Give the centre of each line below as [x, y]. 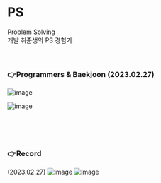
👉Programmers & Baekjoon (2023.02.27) [81, 74]
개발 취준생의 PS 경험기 [40, 40]
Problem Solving [31, 32]
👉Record [24, 154]
